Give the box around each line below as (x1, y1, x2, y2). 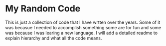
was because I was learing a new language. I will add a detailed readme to (5, 30, 158, 36)
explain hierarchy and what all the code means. (5, 35, 102, 41)
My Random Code (5, 3, 81, 14)
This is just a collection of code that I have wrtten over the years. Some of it (5, 19, 161, 25)
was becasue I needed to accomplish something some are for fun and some (5, 24, 162, 30)
